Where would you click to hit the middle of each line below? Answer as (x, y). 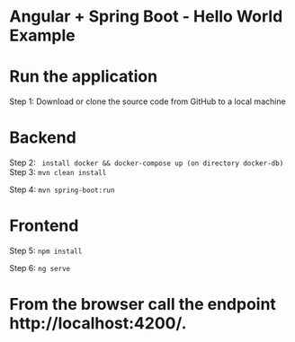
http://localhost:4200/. (98, 324)
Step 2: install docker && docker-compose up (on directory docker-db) (147, 162)
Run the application (84, 77)
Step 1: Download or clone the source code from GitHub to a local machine (147, 101)
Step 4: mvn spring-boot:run (62, 189)
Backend (43, 138)
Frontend (44, 226)
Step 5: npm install (46, 250)
